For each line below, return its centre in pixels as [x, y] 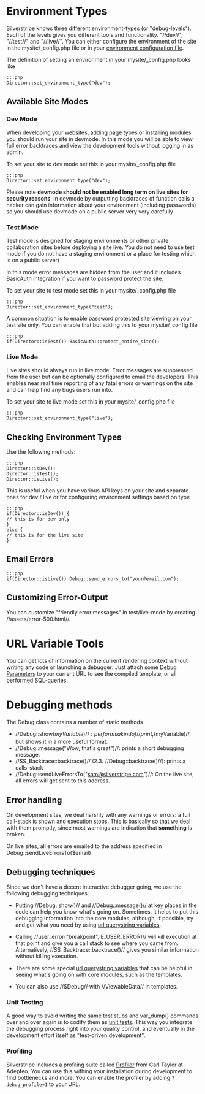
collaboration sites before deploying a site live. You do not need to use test [100, 247]
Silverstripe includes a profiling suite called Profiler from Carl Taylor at [95, 1065]
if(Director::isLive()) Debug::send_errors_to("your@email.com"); [93, 579]
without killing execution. [47, 956]
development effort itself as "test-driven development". [76, 1035]
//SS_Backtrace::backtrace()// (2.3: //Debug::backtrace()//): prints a [100, 761]
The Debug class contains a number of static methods [75, 722]
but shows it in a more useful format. [61, 742]
